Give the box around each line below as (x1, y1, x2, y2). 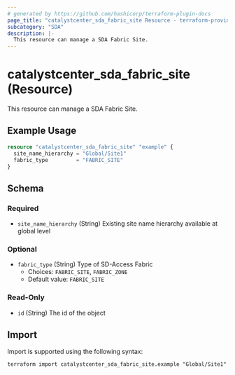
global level (17, 227, 51, 236)
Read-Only (7, 292, 45, 302)
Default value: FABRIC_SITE (27, 275, 105, 284)
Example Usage (7, 125, 77, 137)
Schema (7, 182, 44, 194)
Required (7, 203, 39, 213)
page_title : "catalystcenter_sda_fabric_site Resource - (7, 17, 177, 24)
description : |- (7, 29, 55, 37)
